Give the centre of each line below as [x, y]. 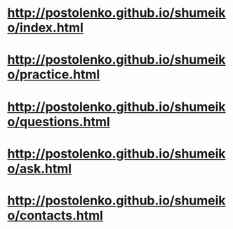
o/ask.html [40, 168]
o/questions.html [59, 122]
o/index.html [46, 28]
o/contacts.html [55, 215]
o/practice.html [54, 75]
